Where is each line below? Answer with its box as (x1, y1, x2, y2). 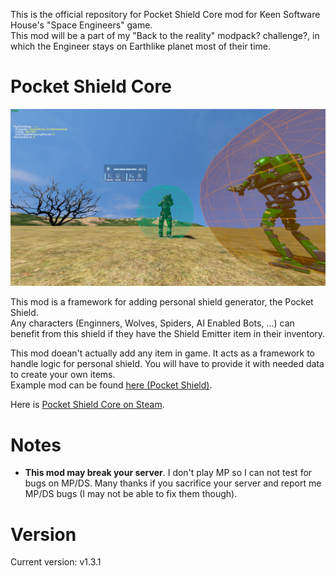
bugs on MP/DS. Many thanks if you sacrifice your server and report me (24, 477, 322, 489)
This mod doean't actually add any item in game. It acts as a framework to (10, 347, 315, 359)
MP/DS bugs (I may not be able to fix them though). (24, 488, 238, 500)
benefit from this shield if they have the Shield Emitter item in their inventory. (10, 328, 326, 340)
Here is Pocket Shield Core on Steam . (10, 399, 165, 411)
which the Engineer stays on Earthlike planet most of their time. (10, 40, 272, 52)
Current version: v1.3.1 (10, 556, 102, 568)
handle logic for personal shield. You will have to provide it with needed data (10, 358, 325, 370)
